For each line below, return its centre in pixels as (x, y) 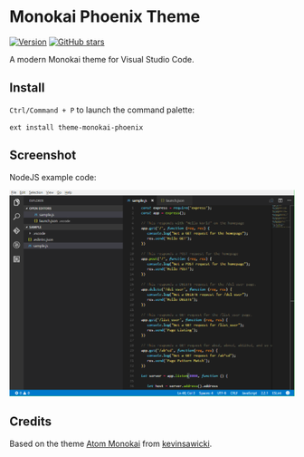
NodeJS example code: (53, 177)
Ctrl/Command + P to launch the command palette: (102, 110)
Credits (31, 422)
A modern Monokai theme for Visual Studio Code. (102, 59)
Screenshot (43, 156)
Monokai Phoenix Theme (105, 17)
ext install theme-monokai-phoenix (76, 127)
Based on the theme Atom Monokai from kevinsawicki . (111, 443)
